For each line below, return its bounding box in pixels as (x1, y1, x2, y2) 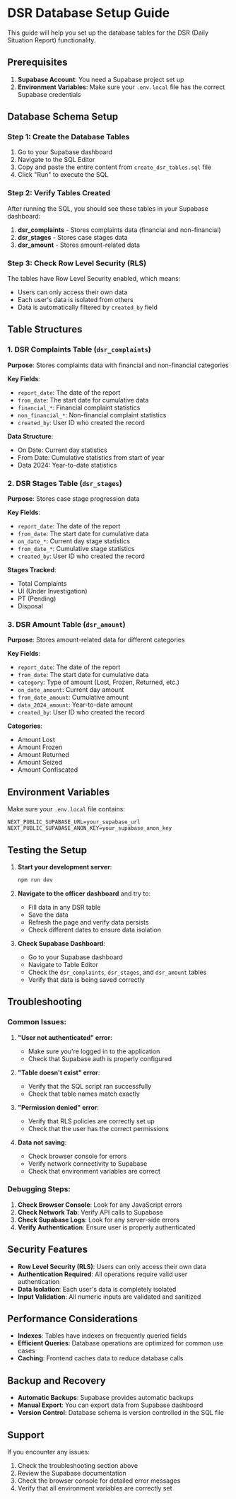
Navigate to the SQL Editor (17, 156, 95, 164)
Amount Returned (17, 751, 69, 759)
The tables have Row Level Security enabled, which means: (7, 274, 181, 283)
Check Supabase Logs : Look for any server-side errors (17, 1215, 180, 1224)
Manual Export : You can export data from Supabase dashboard (17, 1401, 203, 1409)
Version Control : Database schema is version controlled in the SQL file (17, 1408, 225, 1417)
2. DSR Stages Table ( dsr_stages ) (7, 478, 122, 488)
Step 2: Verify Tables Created (7, 188, 111, 198)
